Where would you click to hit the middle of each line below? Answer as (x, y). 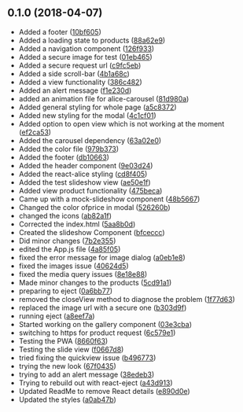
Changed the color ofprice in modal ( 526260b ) (94, 207)
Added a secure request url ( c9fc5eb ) (80, 65)
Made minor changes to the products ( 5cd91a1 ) (95, 282)
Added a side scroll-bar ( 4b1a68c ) (74, 73)
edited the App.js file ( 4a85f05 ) (70, 249)
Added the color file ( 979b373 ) (69, 149)
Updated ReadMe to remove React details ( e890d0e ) (104, 391)
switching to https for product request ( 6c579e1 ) (97, 333)
